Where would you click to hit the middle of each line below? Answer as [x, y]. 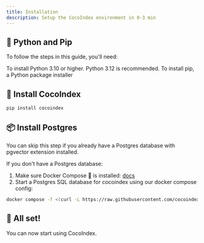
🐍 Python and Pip [39, 42]
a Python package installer [39, 75]
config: [24, 188]
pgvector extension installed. [42, 152]
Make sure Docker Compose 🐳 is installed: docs [75, 175]
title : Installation [32, 12]
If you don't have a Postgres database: [55, 163]
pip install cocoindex [35, 108]
